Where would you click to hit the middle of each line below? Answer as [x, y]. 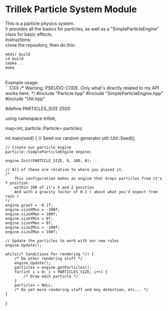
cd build [14, 59]
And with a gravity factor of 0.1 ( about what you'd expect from [86, 192]
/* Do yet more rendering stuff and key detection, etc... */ [81, 290]
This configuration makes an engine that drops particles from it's [88, 178]
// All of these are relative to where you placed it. [64, 169]
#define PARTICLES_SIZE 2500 [38, 108]
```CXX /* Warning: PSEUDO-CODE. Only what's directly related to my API [82, 88]
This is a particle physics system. [40, 23]
